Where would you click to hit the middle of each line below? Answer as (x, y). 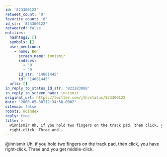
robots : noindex (22, 112)
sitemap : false (21, 107)
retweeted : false (23, 28)
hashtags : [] (23, 38)
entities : (15, 33)
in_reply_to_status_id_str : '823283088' (48, 88)
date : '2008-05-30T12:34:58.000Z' (41, 102)
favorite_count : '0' (27, 19)
